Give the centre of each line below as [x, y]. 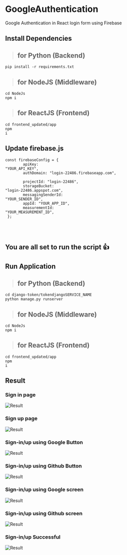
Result [15, 381]
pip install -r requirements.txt [40, 67]
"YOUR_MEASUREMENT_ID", [30, 212]
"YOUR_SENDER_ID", [24, 199]
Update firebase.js [34, 148]
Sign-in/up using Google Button [44, 442]
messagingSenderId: [43, 195]
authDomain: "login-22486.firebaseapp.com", [70, 173]
